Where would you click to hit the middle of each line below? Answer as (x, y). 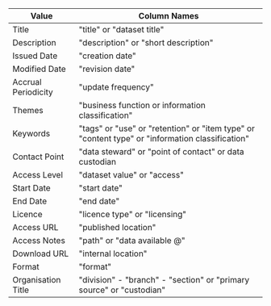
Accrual (27, 82)
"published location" (117, 227)
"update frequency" (117, 87)
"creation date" (108, 56)
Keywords (31, 134)
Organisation (37, 280)
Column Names (169, 16)
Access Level (38, 175)
